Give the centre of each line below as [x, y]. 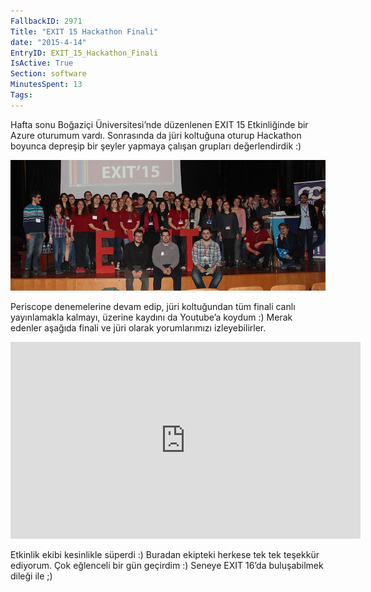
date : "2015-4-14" [48, 42]
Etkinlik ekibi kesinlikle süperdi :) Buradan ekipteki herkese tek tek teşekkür [165, 554]
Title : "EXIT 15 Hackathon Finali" [84, 31]
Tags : [21, 95]
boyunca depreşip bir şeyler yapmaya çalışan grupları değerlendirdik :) [156, 146]
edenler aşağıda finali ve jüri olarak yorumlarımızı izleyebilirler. [138, 327]
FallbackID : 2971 [46, 21]
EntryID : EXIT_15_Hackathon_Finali [84, 53]
